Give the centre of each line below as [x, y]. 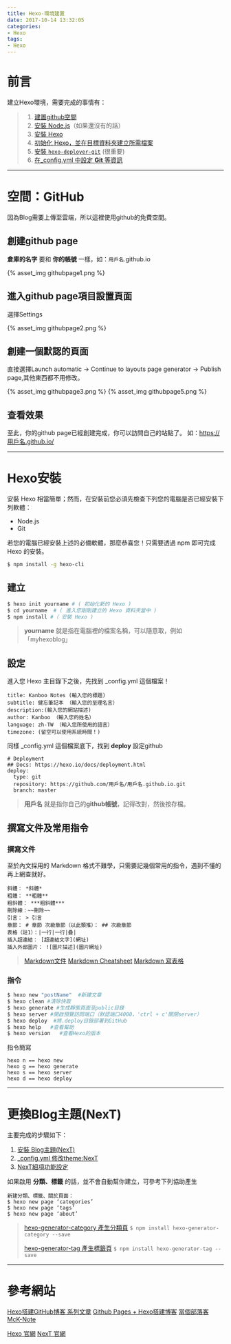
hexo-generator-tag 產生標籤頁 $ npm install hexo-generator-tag [118, 1248]
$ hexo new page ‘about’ [43, 1214]
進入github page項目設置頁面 [70, 296]
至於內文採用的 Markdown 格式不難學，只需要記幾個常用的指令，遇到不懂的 [114, 865]
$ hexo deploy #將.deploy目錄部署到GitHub [67, 1021]
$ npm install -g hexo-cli [46, 565]
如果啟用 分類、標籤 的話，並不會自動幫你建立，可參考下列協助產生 [102, 1182]
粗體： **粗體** [28, 896]
